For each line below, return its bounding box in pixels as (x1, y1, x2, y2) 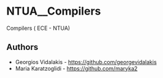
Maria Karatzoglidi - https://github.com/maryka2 (15, 65, 138, 72)
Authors (6, 42, 39, 52)
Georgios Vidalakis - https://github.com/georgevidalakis (15, 58, 157, 65)
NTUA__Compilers (6, 4, 101, 18)
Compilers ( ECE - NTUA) (6, 24, 70, 32)
